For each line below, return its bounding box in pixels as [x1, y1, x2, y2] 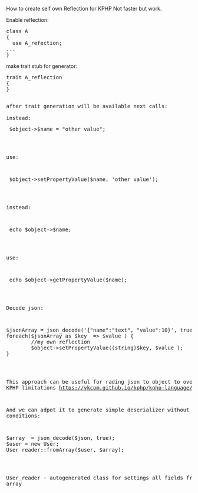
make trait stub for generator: [6, 63, 78, 70]
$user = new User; [6, 440, 60, 447]
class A [6, 28, 28, 34]
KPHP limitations [6, 384, 56, 391]
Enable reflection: [6, 17, 49, 23]
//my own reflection [31, 339, 90, 345]
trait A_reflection [6, 74, 62, 80]
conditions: [6, 413, 41, 419]
